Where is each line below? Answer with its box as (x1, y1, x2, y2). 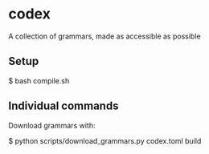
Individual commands (8, 99, 119, 113)
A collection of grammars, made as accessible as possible (8, 31, 201, 41)
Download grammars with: (8, 120, 96, 130)
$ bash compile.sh (8, 75, 70, 85)
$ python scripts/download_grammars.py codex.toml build (8, 136, 202, 145)
